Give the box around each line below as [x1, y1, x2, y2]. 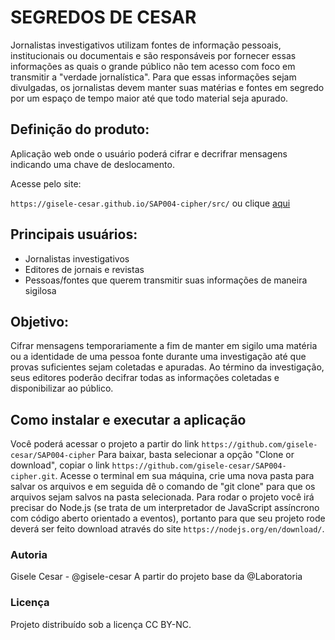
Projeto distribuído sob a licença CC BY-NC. [10, 618, 192, 630]
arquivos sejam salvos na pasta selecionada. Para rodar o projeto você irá [10, 491, 315, 503]
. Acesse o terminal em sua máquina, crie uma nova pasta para [54, 470, 315, 482]
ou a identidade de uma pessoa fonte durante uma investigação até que [10, 351, 307, 363]
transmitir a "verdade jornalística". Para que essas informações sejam [10, 71, 297, 83]
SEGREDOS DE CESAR [10, 6, 197, 29]
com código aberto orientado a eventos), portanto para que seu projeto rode [10, 512, 326, 525]
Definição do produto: [10, 121, 150, 138]
